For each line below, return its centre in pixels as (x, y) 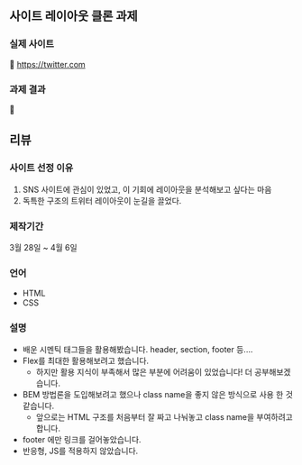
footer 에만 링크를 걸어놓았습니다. (82, 439)
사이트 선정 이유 (41, 168)
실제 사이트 (32, 44)
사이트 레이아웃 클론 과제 (73, 16)
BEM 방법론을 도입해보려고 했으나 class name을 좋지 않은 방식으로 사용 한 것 (157, 394)
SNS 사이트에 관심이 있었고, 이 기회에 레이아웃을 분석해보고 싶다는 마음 (147, 189)
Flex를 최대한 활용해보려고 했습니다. (86, 360)
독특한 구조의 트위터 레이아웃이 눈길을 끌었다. (102, 200)
